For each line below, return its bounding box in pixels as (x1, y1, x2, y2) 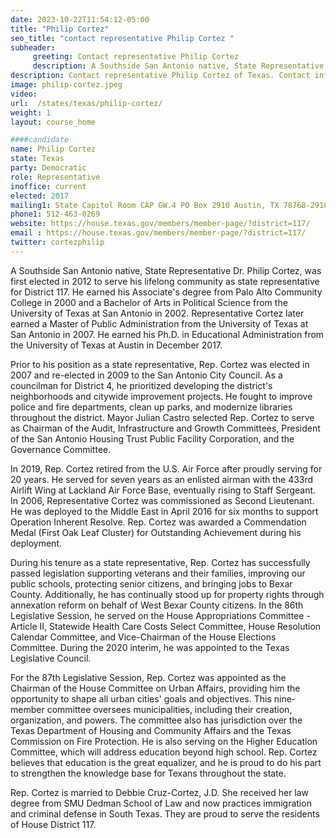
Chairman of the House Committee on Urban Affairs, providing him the (10, 682, 301, 694)
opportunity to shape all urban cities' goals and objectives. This (10, 692, 272, 705)
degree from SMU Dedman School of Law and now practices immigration (10, 797, 312, 809)
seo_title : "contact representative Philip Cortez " (10, 33, 235, 43)
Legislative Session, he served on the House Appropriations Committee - (10, 609, 311, 621)
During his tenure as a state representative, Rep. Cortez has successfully (10, 556, 311, 568)
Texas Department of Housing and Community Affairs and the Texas (10, 724, 292, 736)
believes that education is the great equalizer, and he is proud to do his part (10, 756, 322, 768)
